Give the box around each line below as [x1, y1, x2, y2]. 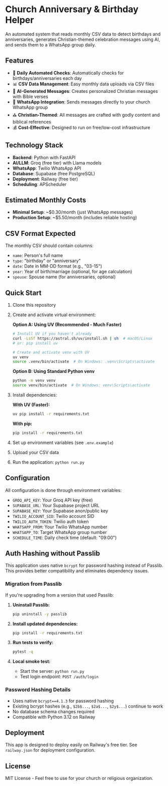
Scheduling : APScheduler [12, 181, 67, 187]
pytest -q [12, 649, 34, 655]
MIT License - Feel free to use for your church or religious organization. [5, 775, 153, 781]
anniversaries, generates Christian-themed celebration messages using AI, [5, 36, 160, 42]
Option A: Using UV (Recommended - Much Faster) [12, 322, 122, 327]
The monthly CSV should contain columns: [5, 242, 94, 249]
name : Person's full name [12, 253, 63, 259]
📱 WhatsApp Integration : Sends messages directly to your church [12, 99, 150, 105]
